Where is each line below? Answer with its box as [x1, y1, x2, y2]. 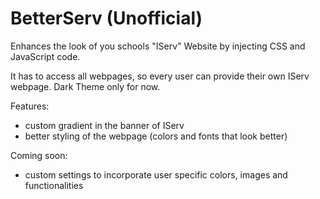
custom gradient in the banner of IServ [24, 119, 185, 131]
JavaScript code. [10, 50, 81, 62]
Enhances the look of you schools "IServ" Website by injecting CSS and [10, 40, 306, 52]
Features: [10, 100, 50, 112]
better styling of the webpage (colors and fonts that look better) [24, 130, 288, 142]
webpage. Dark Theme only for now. [10, 80, 161, 92]
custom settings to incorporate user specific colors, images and [24, 168, 288, 181]
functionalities [24, 179, 84, 191]
